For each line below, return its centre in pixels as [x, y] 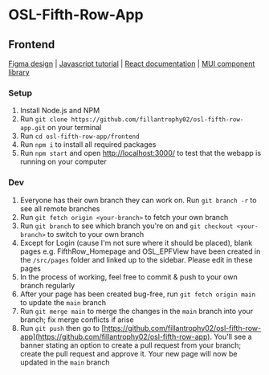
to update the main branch [63, 302]
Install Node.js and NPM [60, 111]
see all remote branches [60, 208]
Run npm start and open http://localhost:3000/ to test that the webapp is [141, 153]
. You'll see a [231, 336]
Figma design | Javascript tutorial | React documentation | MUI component [132, 63]
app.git [33, 128]
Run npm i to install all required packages [88, 145]
